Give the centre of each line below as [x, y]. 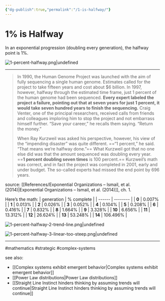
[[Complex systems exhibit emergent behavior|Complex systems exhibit [85, 267]
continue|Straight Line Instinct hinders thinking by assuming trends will [84, 288]
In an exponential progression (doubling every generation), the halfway [77, 48]
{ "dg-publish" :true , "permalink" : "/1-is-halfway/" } [58, 10]
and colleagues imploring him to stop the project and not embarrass [86, 118]
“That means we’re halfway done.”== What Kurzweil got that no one [86, 149]
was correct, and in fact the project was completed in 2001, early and [87, 164]
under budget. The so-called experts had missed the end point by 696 [88, 170]
